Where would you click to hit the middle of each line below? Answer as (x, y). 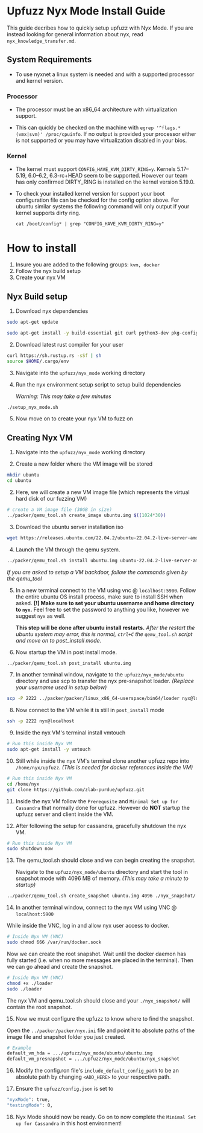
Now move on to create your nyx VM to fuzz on (74, 419)
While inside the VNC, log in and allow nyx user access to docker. (88, 926)
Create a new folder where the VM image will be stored (84, 464)
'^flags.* (169, 128)
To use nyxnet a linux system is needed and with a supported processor (105, 74)
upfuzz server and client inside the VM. (64, 814)
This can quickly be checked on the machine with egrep (85, 127)
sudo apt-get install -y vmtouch (49, 749)
